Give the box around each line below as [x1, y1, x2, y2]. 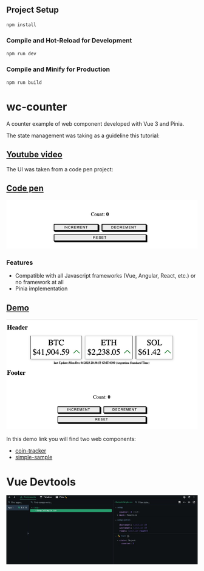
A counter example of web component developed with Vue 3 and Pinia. [6, 120, 185, 127]
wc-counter [6, 100, 67, 114]
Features [6, 258, 33, 267]
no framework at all [15, 279, 64, 286]
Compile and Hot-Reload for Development [6, 36, 132, 44]
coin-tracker [15, 447, 47, 454]
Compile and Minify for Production [6, 65, 110, 74]
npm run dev [6, 50, 36, 56]
